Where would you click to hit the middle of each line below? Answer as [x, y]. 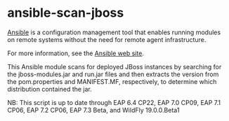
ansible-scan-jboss [66, 13]
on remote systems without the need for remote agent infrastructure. [107, 39]
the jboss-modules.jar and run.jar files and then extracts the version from [113, 74]
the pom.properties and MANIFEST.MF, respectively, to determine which [112, 81]
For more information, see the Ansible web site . [76, 53]
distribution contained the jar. [50, 89]
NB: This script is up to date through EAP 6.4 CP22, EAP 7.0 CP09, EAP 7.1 [114, 102]
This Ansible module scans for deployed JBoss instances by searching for [115, 66]
